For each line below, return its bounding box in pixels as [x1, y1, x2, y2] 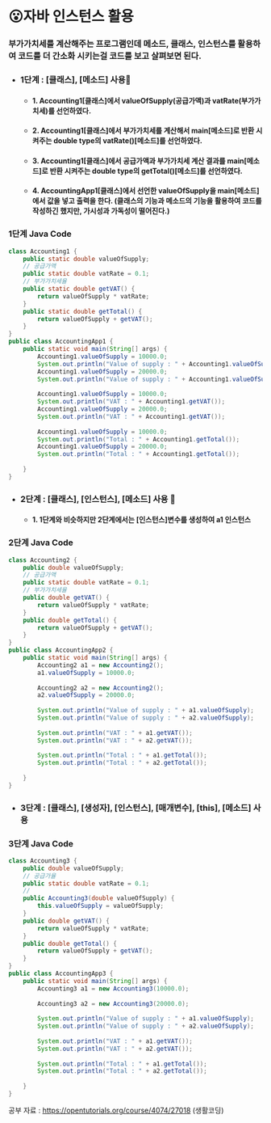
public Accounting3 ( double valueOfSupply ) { [23, 894, 175, 902]
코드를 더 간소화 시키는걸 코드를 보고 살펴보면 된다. [17, 50, 202, 61]
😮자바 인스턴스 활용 [8, 7, 135, 26]
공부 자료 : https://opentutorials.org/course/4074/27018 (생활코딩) [8, 1105, 224, 1115]
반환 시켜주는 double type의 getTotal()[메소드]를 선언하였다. [49, 166, 244, 175]
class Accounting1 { [8, 247, 78, 255]
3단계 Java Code [8, 838, 74, 849]
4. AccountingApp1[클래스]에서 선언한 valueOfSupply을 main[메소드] [31, 186, 260, 196]
